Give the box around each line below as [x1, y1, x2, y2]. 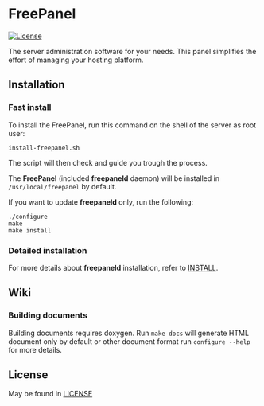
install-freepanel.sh [8, 144, 80, 152]
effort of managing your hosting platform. [8, 55, 144, 64]
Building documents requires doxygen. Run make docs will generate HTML [8, 328, 249, 338]
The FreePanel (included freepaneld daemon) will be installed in [8, 173, 220, 183]
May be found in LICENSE [8, 389, 93, 399]
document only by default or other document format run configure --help [8, 336, 250, 346]
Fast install [8, 102, 52, 113]
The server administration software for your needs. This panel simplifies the [8, 46, 257, 56]
